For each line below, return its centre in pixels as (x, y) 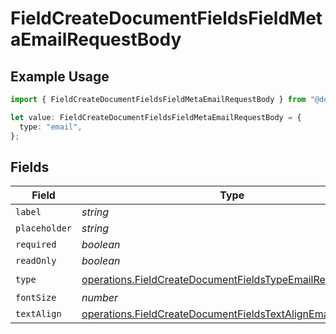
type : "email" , (51, 127)
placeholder (44, 228)
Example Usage (60, 76)
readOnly (36, 261)
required (36, 245)
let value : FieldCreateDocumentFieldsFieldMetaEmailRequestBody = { (156, 117)
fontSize (36, 298)
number (100, 298)
